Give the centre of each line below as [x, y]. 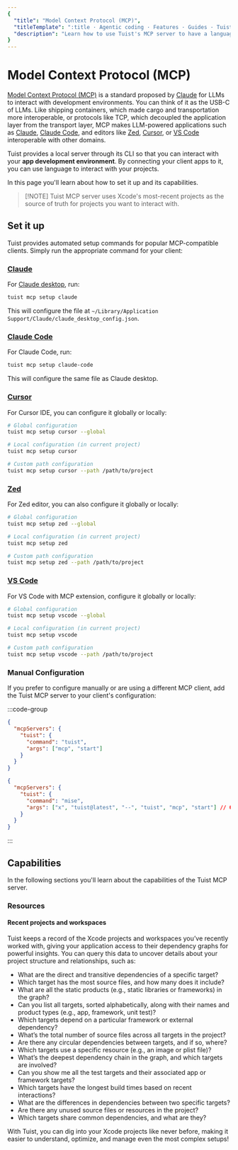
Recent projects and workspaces [57, 923]
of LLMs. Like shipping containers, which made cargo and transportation [113, 110]
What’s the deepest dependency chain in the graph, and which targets [120, 1058]
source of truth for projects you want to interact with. [102, 204]
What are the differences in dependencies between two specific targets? [124, 1103]
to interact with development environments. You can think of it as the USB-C [119, 103]
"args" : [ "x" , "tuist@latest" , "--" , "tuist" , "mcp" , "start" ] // [126, 807]
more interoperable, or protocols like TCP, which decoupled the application [117, 118]
